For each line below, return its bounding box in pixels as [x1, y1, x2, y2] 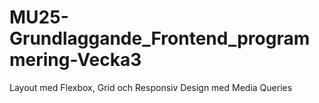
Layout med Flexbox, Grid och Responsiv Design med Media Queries [9, 81, 293, 93]
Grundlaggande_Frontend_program [9, 27, 311, 50]
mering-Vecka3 [9, 49, 142, 71]
